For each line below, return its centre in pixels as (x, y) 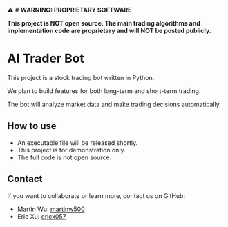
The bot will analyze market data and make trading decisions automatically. (114, 104)
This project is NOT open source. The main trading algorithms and (104, 23)
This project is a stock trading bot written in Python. (81, 77)
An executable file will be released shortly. (77, 142)
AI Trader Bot (46, 59)
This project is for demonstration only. (71, 150)
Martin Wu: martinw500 (51, 209)
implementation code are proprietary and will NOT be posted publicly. (110, 31)
